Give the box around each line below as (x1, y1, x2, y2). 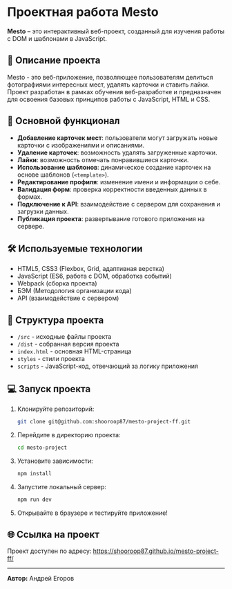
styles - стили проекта (17, 355, 85, 363)
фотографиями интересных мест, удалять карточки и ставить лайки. (7, 80, 210, 89)
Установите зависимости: (17, 457, 93, 465)
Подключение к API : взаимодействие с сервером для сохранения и (17, 200, 221, 208)
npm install (17, 470, 52, 477)
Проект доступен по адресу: (7, 547, 92, 555)
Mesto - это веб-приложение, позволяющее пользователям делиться (7, 73, 213, 81)
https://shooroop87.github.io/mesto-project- (93, 547, 220, 555)
